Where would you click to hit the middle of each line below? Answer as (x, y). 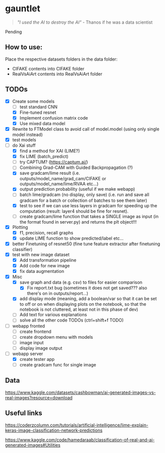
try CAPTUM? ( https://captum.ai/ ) (54, 162)
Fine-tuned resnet (38, 112)
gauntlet (23, 9)
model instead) (27, 134)
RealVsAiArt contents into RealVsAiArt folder (57, 74)
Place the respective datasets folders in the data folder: (61, 59)
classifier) (22, 249)
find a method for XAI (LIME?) (50, 151)
